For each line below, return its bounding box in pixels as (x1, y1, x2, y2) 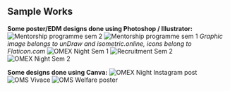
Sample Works (7, 6, 73, 18)
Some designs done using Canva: (7, 68, 108, 76)
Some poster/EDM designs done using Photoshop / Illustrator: (7, 24, 193, 32)
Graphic (199, 32, 224, 40)
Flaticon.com (7, 47, 46, 55)
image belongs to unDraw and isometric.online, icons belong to (7, 39, 192, 48)
